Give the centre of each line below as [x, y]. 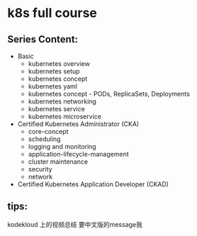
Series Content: [43, 39]
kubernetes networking [62, 101]
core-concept [48, 131]
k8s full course [52, 13]
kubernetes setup [54, 71]
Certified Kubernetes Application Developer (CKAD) [93, 184]
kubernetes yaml [53, 86]
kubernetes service [56, 109]
